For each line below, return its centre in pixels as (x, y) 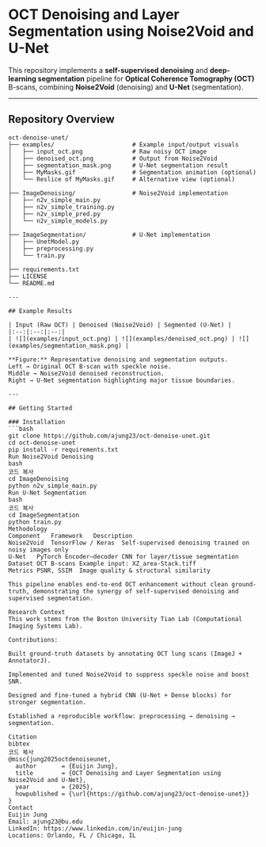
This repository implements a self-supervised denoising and (108, 70)
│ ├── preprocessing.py (51, 248)
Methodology (28, 528)
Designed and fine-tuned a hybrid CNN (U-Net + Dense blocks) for (120, 695)
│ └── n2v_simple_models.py (58, 221)
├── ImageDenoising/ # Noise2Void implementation (118, 193)
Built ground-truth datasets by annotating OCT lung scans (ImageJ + (125, 654)
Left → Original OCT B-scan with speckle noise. (90, 366)
